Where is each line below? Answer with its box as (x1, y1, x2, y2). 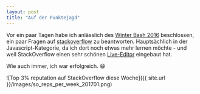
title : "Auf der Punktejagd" (6, 15, 80, 21)
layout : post (6, 8, 40, 15)
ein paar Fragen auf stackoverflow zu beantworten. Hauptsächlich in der (6, 38, 188, 45)
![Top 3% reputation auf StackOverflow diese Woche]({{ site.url (6, 74, 165, 81)
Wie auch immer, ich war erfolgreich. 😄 (6, 62, 106, 70)
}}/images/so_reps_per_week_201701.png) (6, 80, 112, 88)
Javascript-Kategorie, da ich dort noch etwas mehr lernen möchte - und (6, 44, 187, 52)
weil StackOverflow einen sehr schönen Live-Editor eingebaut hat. (6, 50, 172, 58)
